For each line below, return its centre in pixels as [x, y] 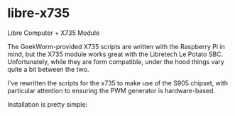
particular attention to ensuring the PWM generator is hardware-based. [111, 90]
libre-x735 [39, 13]
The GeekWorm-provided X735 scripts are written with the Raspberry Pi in [116, 46]
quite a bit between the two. [48, 69]
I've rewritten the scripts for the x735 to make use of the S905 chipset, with [118, 83]
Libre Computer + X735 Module [54, 33]
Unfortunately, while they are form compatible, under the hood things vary [116, 61]
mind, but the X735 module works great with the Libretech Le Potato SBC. [115, 54]
